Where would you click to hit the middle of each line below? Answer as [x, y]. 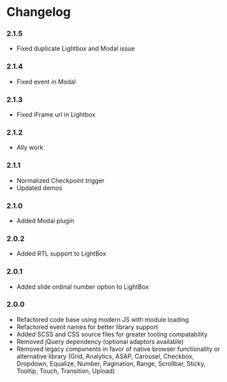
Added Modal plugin [45, 220]
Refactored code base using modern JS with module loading [102, 319]
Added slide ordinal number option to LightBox [82, 287]
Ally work [30, 147]
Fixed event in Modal [46, 82]
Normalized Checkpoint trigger [60, 180]
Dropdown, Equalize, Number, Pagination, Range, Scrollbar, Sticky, [111, 363]
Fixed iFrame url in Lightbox [56, 115]
